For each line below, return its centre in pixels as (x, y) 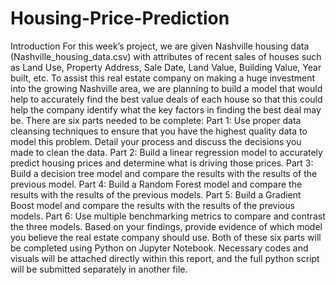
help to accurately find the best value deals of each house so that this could (166, 99)
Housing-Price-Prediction (120, 18)
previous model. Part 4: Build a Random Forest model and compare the (156, 184)
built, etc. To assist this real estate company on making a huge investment (163, 78)
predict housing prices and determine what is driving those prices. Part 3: (162, 163)
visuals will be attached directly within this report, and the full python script (165, 258)
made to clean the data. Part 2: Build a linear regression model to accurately (166, 152)
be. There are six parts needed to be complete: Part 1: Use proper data (156, 120)
